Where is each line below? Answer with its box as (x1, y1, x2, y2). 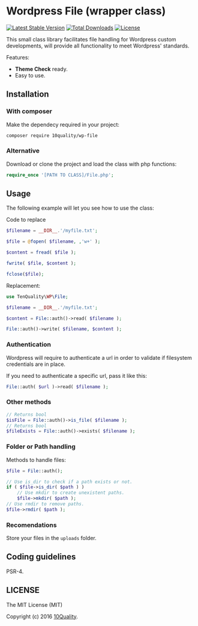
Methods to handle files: (6, 456, 66, 463)
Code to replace (6, 216, 46, 223)
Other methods (6, 398, 52, 406)
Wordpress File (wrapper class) (6, 4, 166, 18)
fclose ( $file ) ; (6, 271, 44, 277)
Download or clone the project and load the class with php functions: (6, 160, 177, 168)
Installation (6, 89, 49, 100)
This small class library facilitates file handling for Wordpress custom (6, 35, 176, 43)
